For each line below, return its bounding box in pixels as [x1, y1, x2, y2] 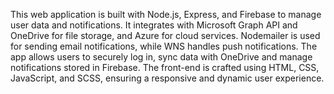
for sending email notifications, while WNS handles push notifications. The [10, 40, 318, 52]
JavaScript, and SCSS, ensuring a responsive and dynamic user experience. [10, 72, 325, 84]
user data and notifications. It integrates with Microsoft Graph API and [10, 19, 298, 31]
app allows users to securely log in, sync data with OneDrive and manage [10, 51, 313, 63]
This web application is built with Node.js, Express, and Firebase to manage [10, 9, 322, 20]
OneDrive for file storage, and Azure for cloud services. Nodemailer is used [10, 30, 321, 41]
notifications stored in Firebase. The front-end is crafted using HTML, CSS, [10, 62, 320, 73]
